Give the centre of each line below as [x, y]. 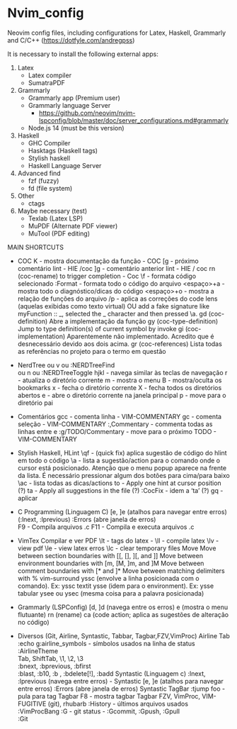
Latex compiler [50, 75]
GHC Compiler [49, 143]
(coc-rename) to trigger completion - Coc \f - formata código [107, 276]
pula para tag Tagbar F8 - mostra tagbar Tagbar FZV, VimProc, [109, 696]
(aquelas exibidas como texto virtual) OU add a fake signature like [114, 306]
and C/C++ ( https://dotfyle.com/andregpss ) [71, 40]
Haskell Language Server [65, 165]
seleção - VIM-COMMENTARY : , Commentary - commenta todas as [115, 424]
